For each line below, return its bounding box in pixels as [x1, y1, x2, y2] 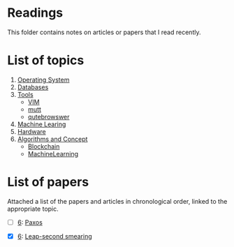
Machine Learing [17, 120, 66, 128]
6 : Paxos [17, 218, 43, 226]
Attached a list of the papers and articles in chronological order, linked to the [7, 197, 228, 205]
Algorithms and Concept [17, 135, 88, 143]
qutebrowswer [27, 112, 70, 121]
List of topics [7, 52, 85, 68]
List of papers [7, 174, 89, 190]
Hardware [17, 127, 47, 135]
